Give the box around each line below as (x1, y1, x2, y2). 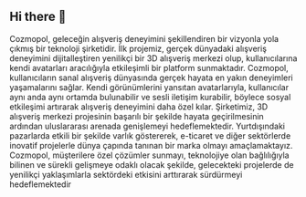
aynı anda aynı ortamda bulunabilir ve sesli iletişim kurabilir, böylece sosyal (9, 91, 291, 102)
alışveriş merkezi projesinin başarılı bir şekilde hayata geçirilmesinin (9, 110, 265, 121)
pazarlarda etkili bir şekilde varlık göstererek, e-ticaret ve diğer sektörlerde (9, 130, 291, 141)
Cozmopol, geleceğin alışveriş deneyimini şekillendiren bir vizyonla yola (9, 33, 280, 44)
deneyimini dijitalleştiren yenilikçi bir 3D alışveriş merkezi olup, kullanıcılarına (9, 52, 298, 64)
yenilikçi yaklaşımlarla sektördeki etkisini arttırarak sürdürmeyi (9, 169, 243, 180)
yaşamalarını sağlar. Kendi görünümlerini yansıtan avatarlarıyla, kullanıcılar (9, 81, 290, 92)
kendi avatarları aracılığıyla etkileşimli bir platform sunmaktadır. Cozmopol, (9, 62, 290, 73)
